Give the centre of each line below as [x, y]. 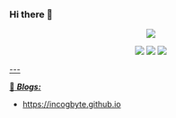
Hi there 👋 [31, 14]
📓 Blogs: [26, 87]
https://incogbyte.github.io [71, 104]
